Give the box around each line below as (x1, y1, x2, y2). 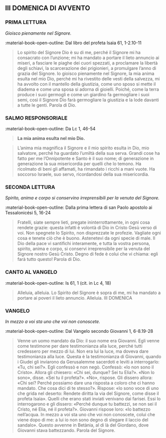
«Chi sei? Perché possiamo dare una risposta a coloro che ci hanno (17, 379, 155, 386)
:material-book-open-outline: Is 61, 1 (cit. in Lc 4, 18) (5, 280, 111, 286)
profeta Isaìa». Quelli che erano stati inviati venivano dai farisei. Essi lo (17, 395, 161, 401)
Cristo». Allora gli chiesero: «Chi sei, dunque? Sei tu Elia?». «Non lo (17, 369, 155, 375)
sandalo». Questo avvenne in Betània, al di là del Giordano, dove (17, 422, 149, 428)
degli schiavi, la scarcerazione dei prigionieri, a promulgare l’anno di (17, 65, 157, 71)
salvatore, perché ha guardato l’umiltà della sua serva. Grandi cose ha (17, 150, 160, 156)
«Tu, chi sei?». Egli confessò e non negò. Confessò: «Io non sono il (17, 364, 154, 370)
